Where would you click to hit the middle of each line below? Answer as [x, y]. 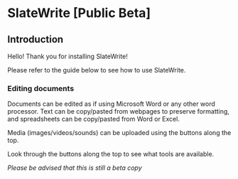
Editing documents [41, 88]
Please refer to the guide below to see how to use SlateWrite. [97, 70]
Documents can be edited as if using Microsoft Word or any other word [111, 104]
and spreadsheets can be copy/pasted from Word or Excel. [93, 119]
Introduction [36, 39]
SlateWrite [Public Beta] [79, 13]
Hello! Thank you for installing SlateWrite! [67, 56]
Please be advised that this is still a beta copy [75, 168]
